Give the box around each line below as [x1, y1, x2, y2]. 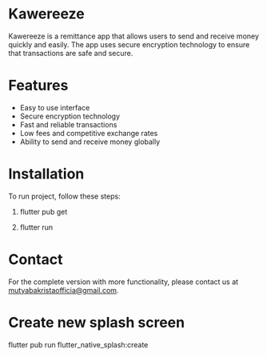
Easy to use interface [19, 102, 90, 112]
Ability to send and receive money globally [19, 137, 161, 146]
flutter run [19, 222, 54, 232]
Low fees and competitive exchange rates [19, 128, 158, 138]
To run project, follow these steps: [8, 191, 122, 201]
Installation [8, 165, 85, 183]
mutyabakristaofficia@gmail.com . [8, 285, 119, 295]
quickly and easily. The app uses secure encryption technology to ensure [8, 39, 250, 49]
